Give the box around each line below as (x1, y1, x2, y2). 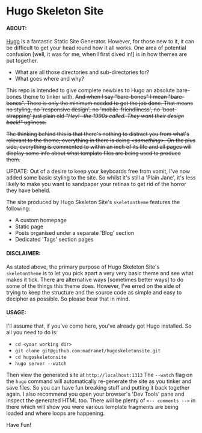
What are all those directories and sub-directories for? (14, 69, 150, 76)
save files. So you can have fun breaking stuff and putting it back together (6, 384, 190, 391)
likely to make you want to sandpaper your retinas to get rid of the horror (6, 181, 186, 188)
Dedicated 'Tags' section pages (14, 236, 94, 243)
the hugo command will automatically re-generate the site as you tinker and (6, 378, 192, 385)
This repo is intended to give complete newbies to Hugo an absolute (6, 87, 176, 94)
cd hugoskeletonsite (14, 354, 67, 360)
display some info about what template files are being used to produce (6, 149, 182, 157)
